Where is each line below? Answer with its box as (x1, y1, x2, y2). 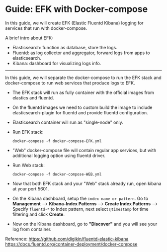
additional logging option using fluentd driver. (12, 153, 106, 159)
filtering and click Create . (12, 211, 65, 217)
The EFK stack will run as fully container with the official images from (12, 89, 154, 95)
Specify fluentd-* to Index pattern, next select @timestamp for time (12, 206, 149, 212)
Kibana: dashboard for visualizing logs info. (12, 60, 101, 66)
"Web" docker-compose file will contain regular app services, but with (12, 147, 157, 153)
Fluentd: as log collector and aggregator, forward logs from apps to (12, 50, 150, 56)
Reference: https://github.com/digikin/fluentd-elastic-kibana (5, 236, 129, 242)
